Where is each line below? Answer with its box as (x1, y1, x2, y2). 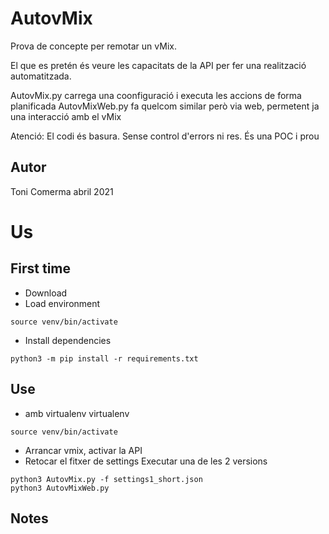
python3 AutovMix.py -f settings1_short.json (10, 474, 203, 484)
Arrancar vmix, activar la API (24, 444, 143, 456)
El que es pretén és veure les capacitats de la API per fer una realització (10, 59, 307, 71)
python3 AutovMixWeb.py (10, 483, 110, 493)
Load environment (24, 297, 101, 309)
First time (10, 260, 72, 277)
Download (24, 287, 68, 299)
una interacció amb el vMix (10, 110, 122, 122)
